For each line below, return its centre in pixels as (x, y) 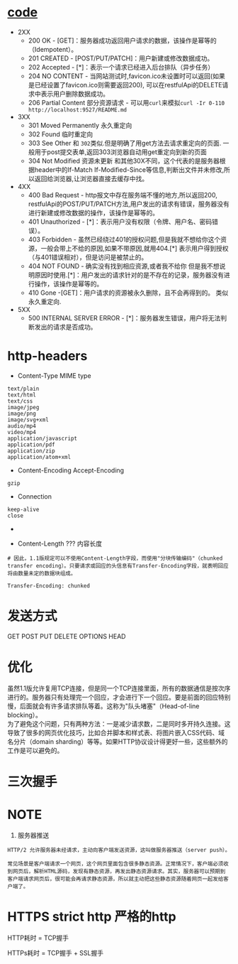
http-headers (47, 356)
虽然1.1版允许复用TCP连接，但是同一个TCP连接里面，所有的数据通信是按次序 (119, 688)
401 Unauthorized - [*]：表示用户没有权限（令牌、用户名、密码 (120, 222)
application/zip (31, 451)
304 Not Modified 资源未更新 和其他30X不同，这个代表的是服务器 (124, 161)
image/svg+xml (28, 420)
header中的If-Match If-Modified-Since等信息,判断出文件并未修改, (129, 169)
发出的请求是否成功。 (66, 327)
